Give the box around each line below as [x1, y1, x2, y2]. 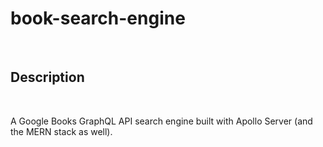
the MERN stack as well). [10, 125, 113, 137]
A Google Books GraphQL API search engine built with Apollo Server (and [10, 115, 313, 127]
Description [10, 69, 85, 86]
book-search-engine [10, 7, 186, 30]
